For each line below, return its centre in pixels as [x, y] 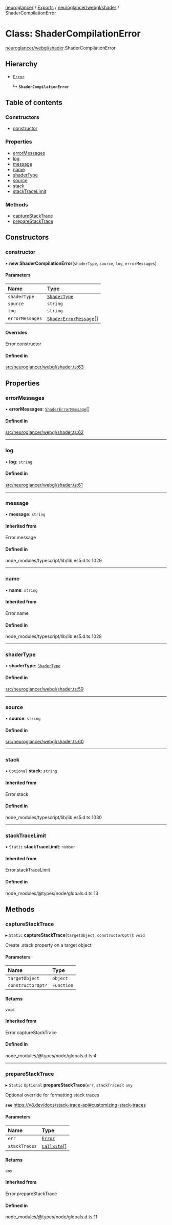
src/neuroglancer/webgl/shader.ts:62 [45, 432]
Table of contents [34, 103]
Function [63, 986]
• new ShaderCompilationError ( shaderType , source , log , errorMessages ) [81, 263]
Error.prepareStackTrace [31, 1194]
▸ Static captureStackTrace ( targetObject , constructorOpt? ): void [75, 935]
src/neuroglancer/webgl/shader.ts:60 [45, 742]
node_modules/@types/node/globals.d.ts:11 [51, 1217]
